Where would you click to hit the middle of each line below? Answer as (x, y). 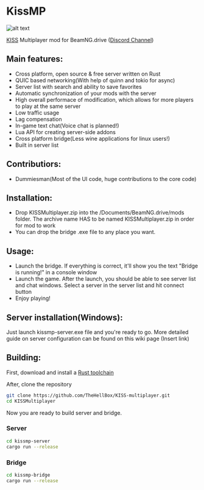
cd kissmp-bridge (28, 475)
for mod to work (35, 225)
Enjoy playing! (33, 298)
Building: (24, 358)
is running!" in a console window (56, 272)
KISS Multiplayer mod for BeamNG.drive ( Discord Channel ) (80, 40)
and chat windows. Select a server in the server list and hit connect (100, 285)
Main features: (35, 59)
